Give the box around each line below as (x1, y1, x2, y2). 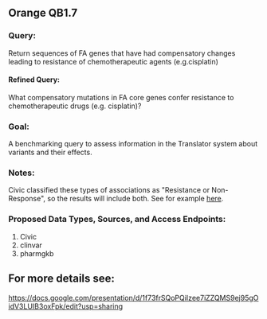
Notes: (8, 167, 35, 178)
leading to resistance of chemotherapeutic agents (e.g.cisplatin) (8, 56, 219, 66)
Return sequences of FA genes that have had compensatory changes (8, 48, 236, 58)
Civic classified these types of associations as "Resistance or (8, 185, 210, 195)
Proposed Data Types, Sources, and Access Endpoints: (8, 214, 226, 225)
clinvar (19, 240, 42, 250)
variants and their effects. (8, 147, 93, 158)
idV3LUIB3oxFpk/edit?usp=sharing (8, 301, 124, 311)
